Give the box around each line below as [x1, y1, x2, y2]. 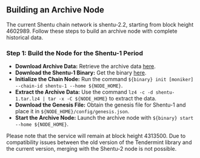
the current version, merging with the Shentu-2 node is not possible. [6, 145, 177, 153]
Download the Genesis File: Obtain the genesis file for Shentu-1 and [15, 101, 186, 108]
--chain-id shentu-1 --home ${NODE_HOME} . [15, 82, 123, 90]
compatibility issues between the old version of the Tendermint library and [6, 139, 192, 146]
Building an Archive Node [6, 5, 104, 15]
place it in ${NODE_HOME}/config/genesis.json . [15, 108, 130, 115]
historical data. [6, 33, 44, 41]
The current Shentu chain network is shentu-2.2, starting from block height [6, 21, 194, 28]
